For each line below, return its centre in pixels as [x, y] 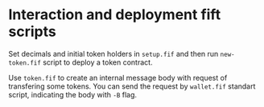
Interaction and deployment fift [115, 15]
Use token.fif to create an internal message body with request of [118, 77]
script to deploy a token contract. [98, 62]
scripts [32, 32]
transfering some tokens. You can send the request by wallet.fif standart [132, 86]
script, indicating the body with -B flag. [73, 94]
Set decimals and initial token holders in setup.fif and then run [113, 53]
